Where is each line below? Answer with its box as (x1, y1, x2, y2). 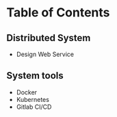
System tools (6, 70, 64, 81)
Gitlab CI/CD (16, 103, 52, 111)
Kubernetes (16, 95, 49, 103)
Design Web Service (16, 50, 75, 58)
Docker (16, 88, 38, 96)
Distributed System (6, 32, 91, 44)
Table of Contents (6, 5, 110, 21)
